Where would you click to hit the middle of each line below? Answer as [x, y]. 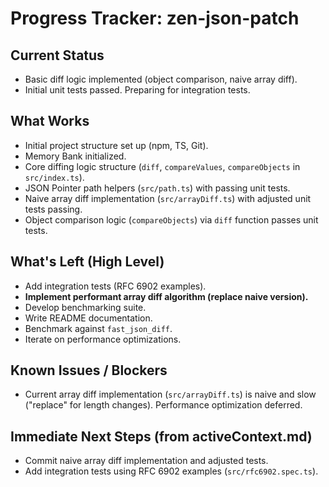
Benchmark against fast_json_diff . [98, 328]
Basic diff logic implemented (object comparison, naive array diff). [161, 79]
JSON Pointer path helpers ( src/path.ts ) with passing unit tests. [157, 188]
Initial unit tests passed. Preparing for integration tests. [137, 90]
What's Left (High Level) [87, 262]
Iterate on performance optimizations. [103, 339]
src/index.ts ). [54, 177]
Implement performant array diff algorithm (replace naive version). [166, 296]
